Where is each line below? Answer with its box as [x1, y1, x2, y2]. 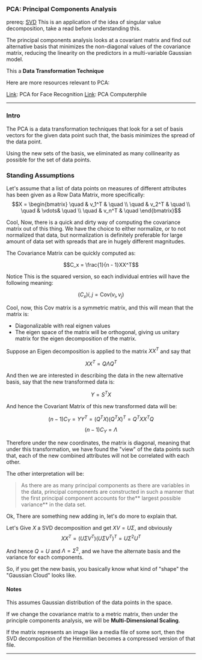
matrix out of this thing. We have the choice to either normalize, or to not [6, 225, 186, 232]
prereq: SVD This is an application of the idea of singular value [6, 19, 161, 26]
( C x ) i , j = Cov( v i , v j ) [78, 291, 124, 299]
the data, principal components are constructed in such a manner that [20, 488, 194, 495]
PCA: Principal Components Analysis [6, 5, 117, 13]
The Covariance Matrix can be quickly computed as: [6, 249, 136, 257]
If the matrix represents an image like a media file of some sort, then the [6, 629, 185, 636]
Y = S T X [90, 390, 112, 398]
